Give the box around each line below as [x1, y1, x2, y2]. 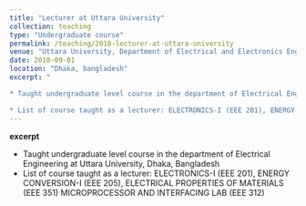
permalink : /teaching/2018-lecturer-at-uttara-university [9, 38, 234, 48]
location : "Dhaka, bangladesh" [9, 65, 128, 74]
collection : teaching [9, 22, 92, 31]
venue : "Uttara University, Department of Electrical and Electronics [9, 47, 283, 57]
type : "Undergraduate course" [9, 30, 125, 39]
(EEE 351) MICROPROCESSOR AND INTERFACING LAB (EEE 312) [22, 187, 266, 198]
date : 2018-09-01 [9, 56, 76, 65]
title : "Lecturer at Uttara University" [9, 13, 166, 23]
